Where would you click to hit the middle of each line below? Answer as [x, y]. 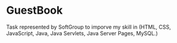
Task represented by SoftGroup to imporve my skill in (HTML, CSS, [88, 27]
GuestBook [34, 10]
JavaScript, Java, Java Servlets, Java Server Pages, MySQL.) [82, 33]
